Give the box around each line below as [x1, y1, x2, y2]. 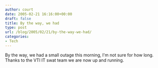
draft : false [5, 16, 31, 21]
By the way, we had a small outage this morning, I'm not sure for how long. [5, 52, 154, 58]
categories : [5, 34, 29, 39]
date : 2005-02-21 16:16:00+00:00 [5, 12, 72, 17]
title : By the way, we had [5, 20, 59, 26]
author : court [5, 7, 34, 12]
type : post [5, 25, 27, 30]
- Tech [5, 39, 18, 44]
